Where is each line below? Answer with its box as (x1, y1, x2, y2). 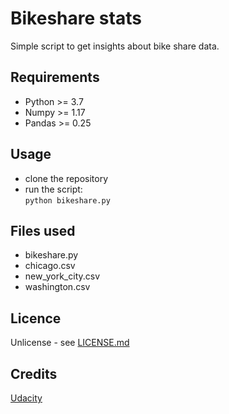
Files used (10, 222, 76, 239)
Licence (10, 310, 62, 327)
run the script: (24, 183, 83, 195)
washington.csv (24, 281, 91, 293)
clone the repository (24, 172, 109, 184)
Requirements (10, 69, 100, 86)
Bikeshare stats (10, 7, 142, 30)
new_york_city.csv (24, 270, 101, 282)
